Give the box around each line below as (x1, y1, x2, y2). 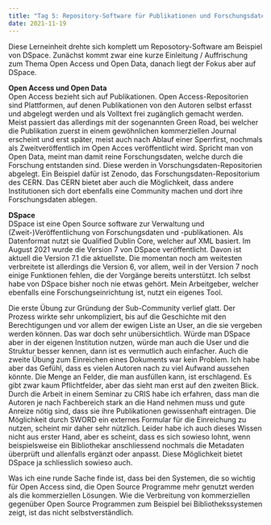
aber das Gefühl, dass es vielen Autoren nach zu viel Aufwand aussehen (8, 363, 250, 372)
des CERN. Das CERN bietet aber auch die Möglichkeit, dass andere (8, 177, 234, 187)
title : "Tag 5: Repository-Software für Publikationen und (8, 11, 211, 20)
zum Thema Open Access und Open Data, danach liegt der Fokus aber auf (8, 58, 256, 69)
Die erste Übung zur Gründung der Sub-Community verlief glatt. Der (8, 303, 236, 313)
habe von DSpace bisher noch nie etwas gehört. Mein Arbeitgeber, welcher (8, 279, 259, 288)
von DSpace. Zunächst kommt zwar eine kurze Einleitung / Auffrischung (8, 50, 248, 60)
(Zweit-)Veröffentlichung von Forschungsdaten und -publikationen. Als (8, 227, 244, 237)
